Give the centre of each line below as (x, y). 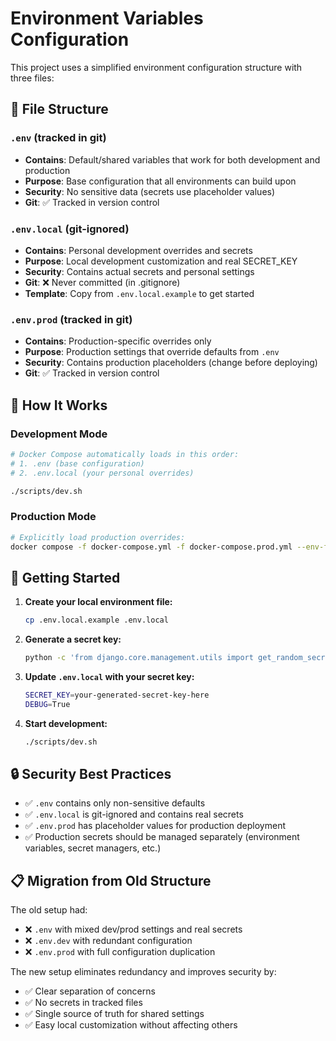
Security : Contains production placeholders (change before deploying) (171, 363)
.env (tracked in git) (58, 138)
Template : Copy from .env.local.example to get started (139, 293)
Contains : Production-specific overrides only (118, 341)
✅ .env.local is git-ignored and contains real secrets (134, 814)
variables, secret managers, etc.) (93, 848)
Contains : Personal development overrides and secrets (138, 250)
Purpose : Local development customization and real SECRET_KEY (161, 261)
